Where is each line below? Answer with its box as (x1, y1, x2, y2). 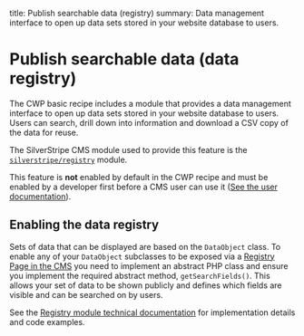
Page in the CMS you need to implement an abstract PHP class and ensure (9, 260, 289, 271)
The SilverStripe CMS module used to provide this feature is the (9, 144, 248, 155)
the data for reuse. (9, 127, 79, 138)
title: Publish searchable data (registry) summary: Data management (9, 8, 265, 18)
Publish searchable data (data (9, 49, 240, 70)
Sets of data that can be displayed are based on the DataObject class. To (9, 241, 281, 252)
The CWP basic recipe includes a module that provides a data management (9, 98, 292, 109)
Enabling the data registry (9, 217, 160, 233)
